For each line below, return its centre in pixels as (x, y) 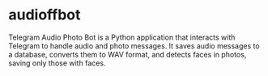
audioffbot (45, 15)
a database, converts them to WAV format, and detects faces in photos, (128, 54)
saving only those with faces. (57, 63)
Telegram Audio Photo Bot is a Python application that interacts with (122, 37)
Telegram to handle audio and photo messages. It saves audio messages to (134, 45)
